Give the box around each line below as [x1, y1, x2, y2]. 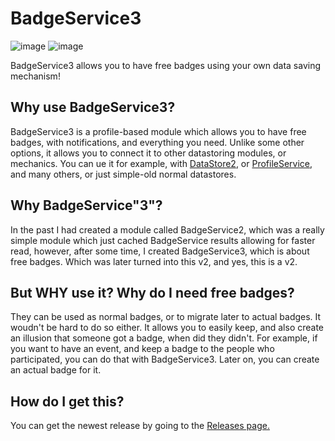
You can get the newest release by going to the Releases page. [10, 420, 270, 432]
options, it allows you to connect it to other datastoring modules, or [10, 147, 287, 159]
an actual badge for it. [10, 364, 102, 376]
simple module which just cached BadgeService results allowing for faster [10, 234, 316, 246]
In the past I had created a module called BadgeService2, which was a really [10, 223, 325, 236]
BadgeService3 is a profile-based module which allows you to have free [10, 125, 307, 137]
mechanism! [10, 70, 61, 82]
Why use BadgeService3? [10, 99, 176, 116]
